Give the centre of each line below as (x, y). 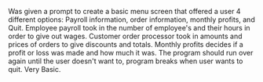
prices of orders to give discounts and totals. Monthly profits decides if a (126, 45)
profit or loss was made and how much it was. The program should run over (131, 53)
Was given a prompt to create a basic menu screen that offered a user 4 (124, 11)
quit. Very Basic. (35, 69)
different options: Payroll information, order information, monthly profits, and (131, 20)
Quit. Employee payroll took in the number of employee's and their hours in (129, 28)
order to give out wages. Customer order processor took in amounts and (125, 36)
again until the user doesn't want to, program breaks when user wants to (126, 61)
